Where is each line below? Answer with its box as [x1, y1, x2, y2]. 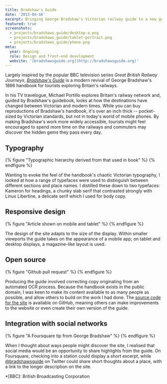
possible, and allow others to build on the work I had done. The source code [5, 294, 161, 300]
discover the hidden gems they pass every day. [5, 129, 102, 135]
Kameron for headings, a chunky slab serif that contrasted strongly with [5, 188, 153, 194]
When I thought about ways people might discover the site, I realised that [5, 342, 155, 348]
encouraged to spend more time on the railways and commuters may [5, 124, 147, 130]
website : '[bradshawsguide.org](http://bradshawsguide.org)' [9, 58, 139, 63]
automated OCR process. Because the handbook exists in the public [5, 284, 145, 290]
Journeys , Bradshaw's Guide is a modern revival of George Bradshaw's [5, 77, 152, 83]
